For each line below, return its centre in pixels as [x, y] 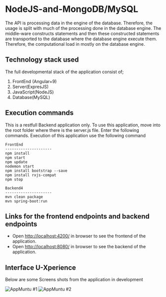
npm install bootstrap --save [36, 171]
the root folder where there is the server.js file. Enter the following [72, 130]
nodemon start [20, 166]
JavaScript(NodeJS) [33, 92]
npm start [15, 158]
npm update [16, 162]
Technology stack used [42, 60]
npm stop [14, 179]
